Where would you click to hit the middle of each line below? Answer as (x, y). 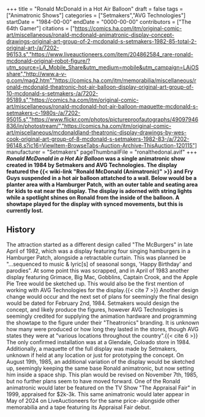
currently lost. (25, 210)
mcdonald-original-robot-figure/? (48, 61)
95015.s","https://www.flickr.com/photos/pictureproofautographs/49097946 (102, 119)
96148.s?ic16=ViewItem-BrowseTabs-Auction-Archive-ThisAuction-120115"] (102, 145)
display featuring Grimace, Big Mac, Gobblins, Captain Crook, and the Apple (102, 277)
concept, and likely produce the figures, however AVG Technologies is (95, 309)
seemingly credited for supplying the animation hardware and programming (102, 316)
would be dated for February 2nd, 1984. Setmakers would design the (93, 303)
